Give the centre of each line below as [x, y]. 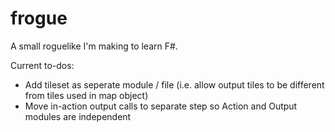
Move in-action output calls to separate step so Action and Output [161, 106]
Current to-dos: [42, 65]
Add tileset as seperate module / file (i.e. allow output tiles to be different [174, 84]
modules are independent [78, 116]
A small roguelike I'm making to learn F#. [94, 46]
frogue [39, 18]
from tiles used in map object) [86, 95]
